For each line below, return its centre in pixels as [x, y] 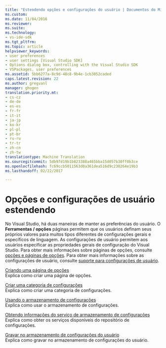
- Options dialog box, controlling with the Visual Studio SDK [72, 65]
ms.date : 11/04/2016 [26, 19]
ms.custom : [16, 14]
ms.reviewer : [19, 24]
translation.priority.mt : [32, 93]
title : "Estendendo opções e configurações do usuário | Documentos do [80, 10]
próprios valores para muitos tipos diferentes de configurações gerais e [78, 234]
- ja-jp [13, 120]
